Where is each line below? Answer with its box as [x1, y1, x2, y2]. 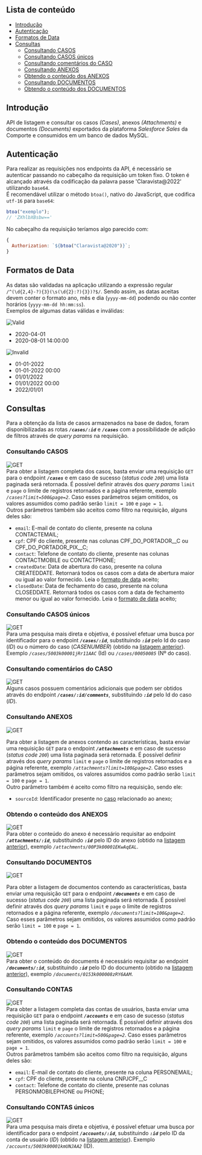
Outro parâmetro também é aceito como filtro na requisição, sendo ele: [6, 783, 183, 790]
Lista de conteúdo [6, 5, 75, 15]
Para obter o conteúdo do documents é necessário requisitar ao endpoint [6, 957, 189, 965]
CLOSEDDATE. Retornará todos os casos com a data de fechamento [14, 588, 185, 596]
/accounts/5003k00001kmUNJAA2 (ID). [6, 1142, 95, 1150]
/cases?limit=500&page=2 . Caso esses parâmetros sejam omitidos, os [6, 493, 178, 501]
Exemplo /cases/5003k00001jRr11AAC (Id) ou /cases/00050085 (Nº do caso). [6, 649, 191, 657]
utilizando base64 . [6, 184, 50, 192]
